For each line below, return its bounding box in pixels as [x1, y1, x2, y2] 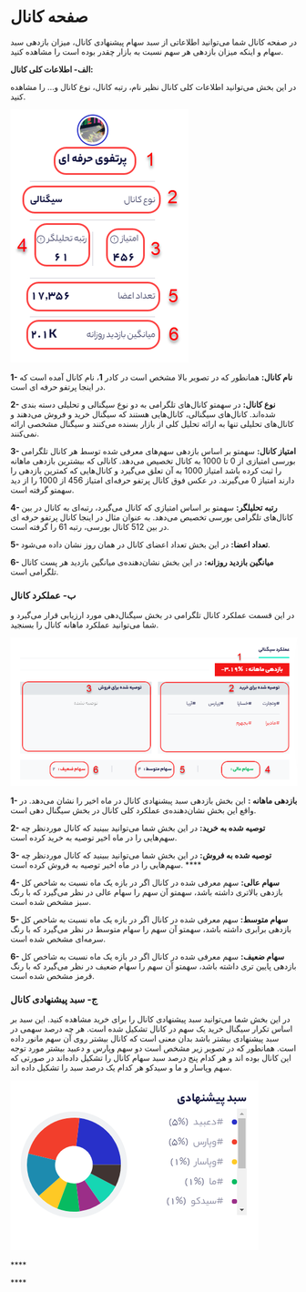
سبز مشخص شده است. [10, 897, 92, 908]
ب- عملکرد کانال [10, 589, 76, 602]
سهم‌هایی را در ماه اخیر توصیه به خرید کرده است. [10, 832, 178, 843]
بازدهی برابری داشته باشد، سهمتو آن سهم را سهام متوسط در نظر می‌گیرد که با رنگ [10, 924, 292, 935]
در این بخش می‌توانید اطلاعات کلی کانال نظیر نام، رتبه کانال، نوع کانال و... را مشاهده [10, 81, 297, 92]
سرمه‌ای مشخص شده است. [10, 933, 107, 944]
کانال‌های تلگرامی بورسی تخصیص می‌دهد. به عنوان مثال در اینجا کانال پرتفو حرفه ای [10, 512, 294, 523]
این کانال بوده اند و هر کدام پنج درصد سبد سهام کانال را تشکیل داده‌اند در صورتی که [10, 1053, 292, 1063]
